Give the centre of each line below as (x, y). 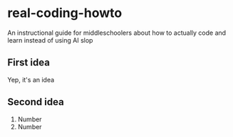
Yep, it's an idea (31, 80)
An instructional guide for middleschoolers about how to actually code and (117, 33)
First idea (29, 63)
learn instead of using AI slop (50, 40)
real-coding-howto (65, 13)
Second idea (36, 102)
